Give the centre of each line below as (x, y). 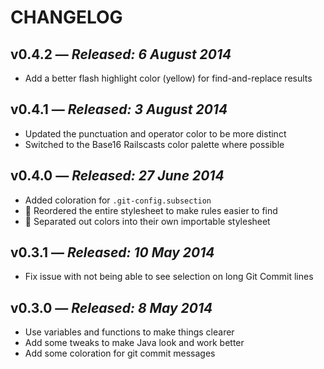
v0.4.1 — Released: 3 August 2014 (119, 109)
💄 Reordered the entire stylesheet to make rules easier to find (151, 210)
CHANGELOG (66, 17)
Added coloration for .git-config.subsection (118, 200)
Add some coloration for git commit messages (120, 353)
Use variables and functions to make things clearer (129, 332)
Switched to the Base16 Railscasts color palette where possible (154, 144)
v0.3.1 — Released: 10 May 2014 (112, 252)
